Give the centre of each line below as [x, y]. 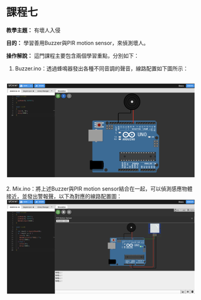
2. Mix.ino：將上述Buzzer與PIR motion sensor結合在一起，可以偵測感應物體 [100, 189]
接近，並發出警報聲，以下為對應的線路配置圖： [64, 197]
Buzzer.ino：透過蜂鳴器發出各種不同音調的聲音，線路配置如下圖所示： [102, 68]
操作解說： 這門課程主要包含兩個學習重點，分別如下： [73, 55]
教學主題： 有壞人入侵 [33, 30]
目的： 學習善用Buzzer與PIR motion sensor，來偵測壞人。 [77, 43]
